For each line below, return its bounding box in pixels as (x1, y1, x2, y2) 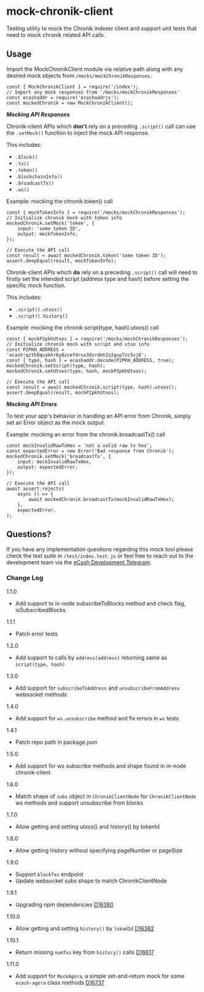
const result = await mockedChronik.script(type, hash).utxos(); (6, 384, 177, 390)
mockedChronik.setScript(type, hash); (6, 363, 106, 369)
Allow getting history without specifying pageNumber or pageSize (15, 846, 183, 854)
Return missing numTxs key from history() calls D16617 (15, 948, 154, 956)
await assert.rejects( (6, 486, 65, 492)
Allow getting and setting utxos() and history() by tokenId (15, 822, 160, 830)
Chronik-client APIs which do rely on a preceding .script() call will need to (6, 269, 198, 276)
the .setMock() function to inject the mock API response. (6, 129, 150, 136)
